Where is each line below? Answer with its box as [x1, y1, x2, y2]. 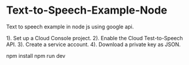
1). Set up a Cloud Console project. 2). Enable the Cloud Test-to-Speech [6, 34, 183, 41]
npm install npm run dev [6, 52, 66, 59]
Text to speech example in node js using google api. [6, 23, 134, 30]
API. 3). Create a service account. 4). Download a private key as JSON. [6, 41, 181, 48]
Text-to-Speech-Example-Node [6, 4, 168, 17]
